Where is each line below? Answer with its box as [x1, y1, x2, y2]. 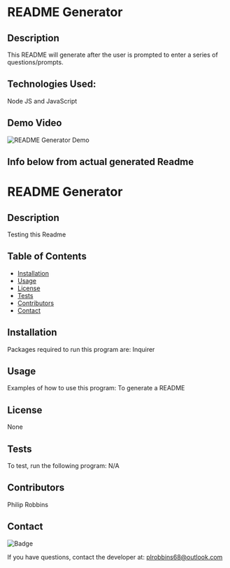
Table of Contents [7, 250, 87, 262]
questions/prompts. [7, 58, 64, 66]
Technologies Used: [7, 78, 96, 90]
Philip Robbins [7, 500, 49, 509]
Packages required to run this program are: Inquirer [7, 345, 155, 353]
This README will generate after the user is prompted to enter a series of [7, 50, 218, 59]
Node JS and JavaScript [7, 97, 78, 105]
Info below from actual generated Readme [7, 156, 194, 168]
